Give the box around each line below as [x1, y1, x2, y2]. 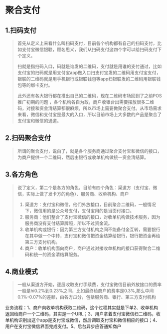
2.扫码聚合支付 [5, 133, 51, 142]
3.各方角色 [5, 170, 38, 179]
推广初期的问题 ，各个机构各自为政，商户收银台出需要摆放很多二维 [17, 99, 155, 105]
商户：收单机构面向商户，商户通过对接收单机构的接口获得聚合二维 [24, 245, 161, 251]
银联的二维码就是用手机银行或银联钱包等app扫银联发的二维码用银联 [17, 76, 157, 81]
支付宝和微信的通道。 [17, 118, 61, 123]
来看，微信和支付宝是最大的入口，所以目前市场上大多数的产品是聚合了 [17, 111, 162, 117]
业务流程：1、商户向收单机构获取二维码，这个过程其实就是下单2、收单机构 [5, 304, 159, 310]
